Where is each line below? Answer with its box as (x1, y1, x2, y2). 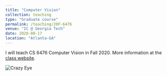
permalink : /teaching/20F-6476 (5, 21, 72, 27)
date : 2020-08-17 (5, 31, 43, 36)
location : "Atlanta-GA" (5, 36, 56, 41)
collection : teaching (5, 12, 52, 17)
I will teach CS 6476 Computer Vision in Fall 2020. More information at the (5, 49, 162, 56)
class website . (5, 55, 36, 61)
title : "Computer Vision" (5, 7, 60, 13)
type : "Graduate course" (5, 17, 58, 22)
